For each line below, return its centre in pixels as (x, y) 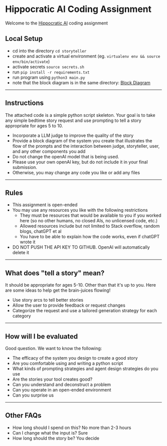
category (22, 316)
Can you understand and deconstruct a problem (61, 385)
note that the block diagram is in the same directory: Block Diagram (81, 82)
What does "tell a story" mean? (55, 273)
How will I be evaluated (42, 336)
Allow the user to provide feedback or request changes (69, 305)
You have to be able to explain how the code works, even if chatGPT (90, 237)
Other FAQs (23, 416)
